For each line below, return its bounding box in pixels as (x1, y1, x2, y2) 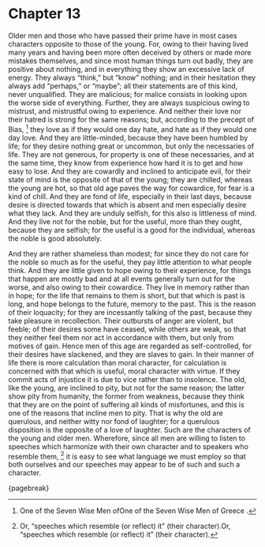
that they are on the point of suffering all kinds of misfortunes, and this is (8, 399, 244, 409)
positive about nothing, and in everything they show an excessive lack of (8, 64, 244, 73)
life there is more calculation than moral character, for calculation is (8, 358, 227, 367)
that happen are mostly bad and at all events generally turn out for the (8, 274, 236, 283)
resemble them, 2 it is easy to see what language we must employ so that (8, 450, 246, 461)
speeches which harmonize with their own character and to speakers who (8, 441, 248, 451)
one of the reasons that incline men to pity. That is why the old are (8, 408, 223, 418)
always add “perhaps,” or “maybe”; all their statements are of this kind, (8, 81, 238, 91)
